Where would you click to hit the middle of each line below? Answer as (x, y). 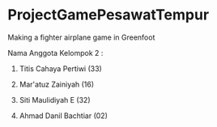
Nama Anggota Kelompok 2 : (55, 53)
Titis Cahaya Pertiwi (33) (60, 68)
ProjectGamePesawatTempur (108, 15)
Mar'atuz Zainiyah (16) (57, 84)
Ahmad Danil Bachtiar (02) (64, 116)
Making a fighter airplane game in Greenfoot (81, 37)
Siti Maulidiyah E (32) (55, 99)
